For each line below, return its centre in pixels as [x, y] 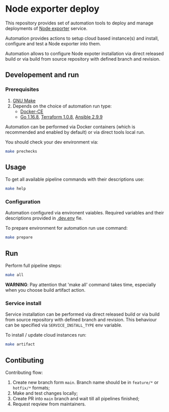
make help [16, 189]
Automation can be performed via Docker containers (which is [70, 127]
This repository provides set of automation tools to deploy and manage [79, 23]
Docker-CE [32, 111]
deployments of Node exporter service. [46, 28]
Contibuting [25, 360]
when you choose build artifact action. [45, 290]
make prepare [19, 237]
